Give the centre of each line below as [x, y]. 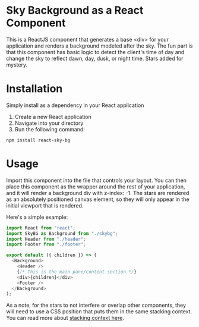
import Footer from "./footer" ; [46, 244]
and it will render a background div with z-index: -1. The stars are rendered [98, 193]
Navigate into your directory [49, 123]
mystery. [17, 65]
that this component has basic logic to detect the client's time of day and [95, 52]
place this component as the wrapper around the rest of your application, [96, 186]
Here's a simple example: [37, 217]
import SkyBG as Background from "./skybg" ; [62, 233]
